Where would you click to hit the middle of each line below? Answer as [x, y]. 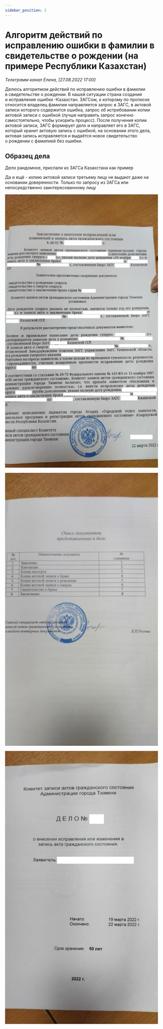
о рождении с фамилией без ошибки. [44, 141]
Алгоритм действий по [54, 35]
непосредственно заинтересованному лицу [50, 188]
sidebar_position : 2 [26, 10]
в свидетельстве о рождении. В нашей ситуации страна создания [73, 94]
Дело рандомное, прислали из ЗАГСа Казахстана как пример [69, 168]
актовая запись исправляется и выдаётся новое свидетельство [71, 136]
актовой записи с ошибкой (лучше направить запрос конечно [69, 115]
